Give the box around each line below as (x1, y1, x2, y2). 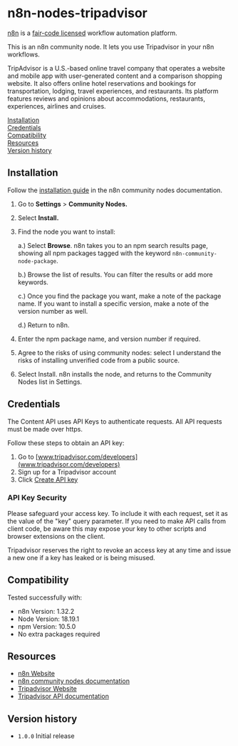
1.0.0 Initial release (17, 732, 75, 740)
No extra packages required (17, 630, 100, 638)
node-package (17, 257, 57, 265)
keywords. (17, 277, 48, 287)
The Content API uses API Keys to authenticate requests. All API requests (7, 417, 222, 426)
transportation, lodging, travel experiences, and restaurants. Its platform (7, 86, 219, 95)
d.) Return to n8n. (17, 320, 70, 329)
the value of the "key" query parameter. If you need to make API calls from (7, 517, 227, 525)
